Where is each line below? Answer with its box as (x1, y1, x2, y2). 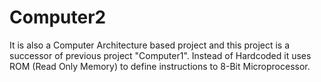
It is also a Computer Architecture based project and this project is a (9, 39, 291, 51)
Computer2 (9, 6, 107, 29)
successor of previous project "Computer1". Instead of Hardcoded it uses (9, 49, 312, 61)
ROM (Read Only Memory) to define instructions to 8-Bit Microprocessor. (9, 60, 311, 72)
